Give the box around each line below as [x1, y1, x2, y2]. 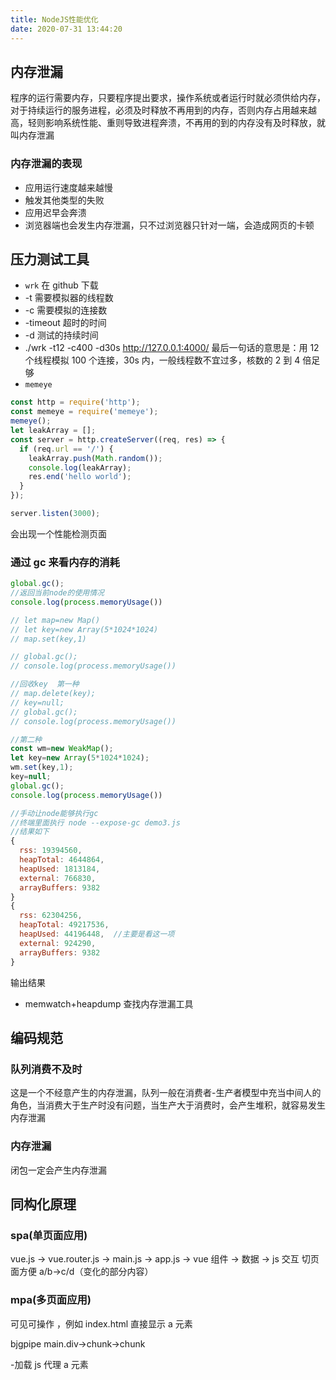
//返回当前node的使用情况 [10, 588, 105, 598]
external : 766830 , [19, 873, 97, 883]
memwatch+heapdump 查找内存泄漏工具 [24, 997, 194, 1010]
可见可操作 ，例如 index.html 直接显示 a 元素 [10, 1317, 193, 1330]
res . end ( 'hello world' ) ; [28, 472, 132, 482]
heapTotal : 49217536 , [19, 920, 110, 930]
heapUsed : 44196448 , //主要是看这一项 [19, 929, 175, 940]
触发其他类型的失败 [24, 194, 105, 206]
